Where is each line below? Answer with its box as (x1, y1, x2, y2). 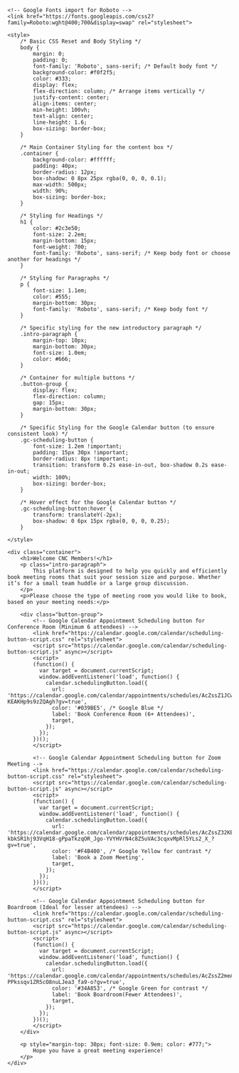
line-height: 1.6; (33, 119, 87, 126)
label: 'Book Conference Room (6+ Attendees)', (52, 711, 196, 718)
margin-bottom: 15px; (33, 237, 97, 244)
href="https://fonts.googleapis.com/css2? (26, 13, 154, 20)
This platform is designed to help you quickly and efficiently (33, 567, 228, 575)
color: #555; (33, 293, 72, 300)
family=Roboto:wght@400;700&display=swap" (7, 19, 135, 26)
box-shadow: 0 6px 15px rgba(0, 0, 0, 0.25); (33, 518, 171, 525)
